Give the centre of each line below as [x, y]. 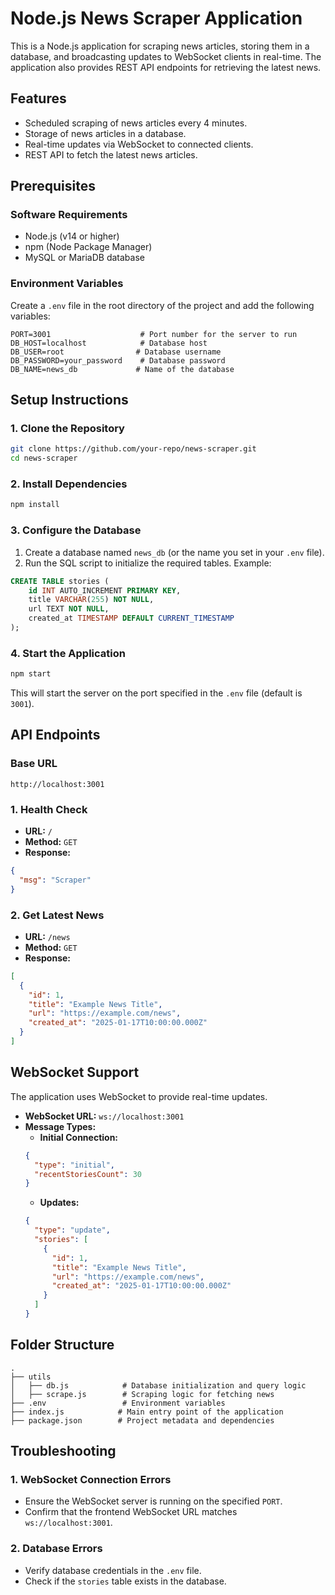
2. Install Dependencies [69, 484]
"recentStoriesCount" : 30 [88, 1174]
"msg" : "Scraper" [55, 880]
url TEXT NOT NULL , [69, 609]
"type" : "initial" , [75, 1165]
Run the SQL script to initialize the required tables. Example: [148, 563]
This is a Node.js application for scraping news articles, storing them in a [160, 46]
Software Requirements [69, 215]
